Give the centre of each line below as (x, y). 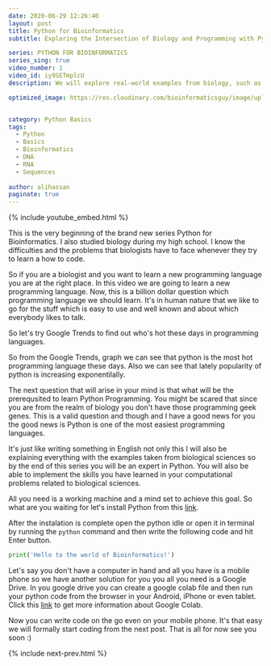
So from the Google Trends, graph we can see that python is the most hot (131, 357)
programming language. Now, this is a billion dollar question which (119, 292)
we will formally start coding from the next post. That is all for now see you (132, 629)
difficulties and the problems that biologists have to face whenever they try (133, 251)
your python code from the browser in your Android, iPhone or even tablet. (132, 596)
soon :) (20, 638)
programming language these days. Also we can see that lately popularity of (135, 366)
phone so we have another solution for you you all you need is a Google (127, 579)
